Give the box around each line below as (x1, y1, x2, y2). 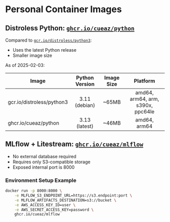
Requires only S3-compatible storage (12, 159, 91, 165)
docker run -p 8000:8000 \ (5, 189, 62, 194)
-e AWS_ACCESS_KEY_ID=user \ (14, 202, 76, 207)
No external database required (12, 153, 77, 159)
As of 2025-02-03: (5, 62, 45, 68)
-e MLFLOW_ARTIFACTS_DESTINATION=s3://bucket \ (14, 198, 116, 203)
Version (75, 81, 95, 87)
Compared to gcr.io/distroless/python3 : (5, 37, 92, 43)
